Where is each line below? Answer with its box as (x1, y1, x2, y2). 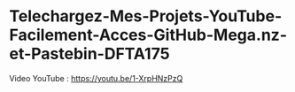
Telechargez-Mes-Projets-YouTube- (9, 6, 283, 27)
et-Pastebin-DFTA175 (9, 44, 170, 64)
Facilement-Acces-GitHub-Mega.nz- (9, 25, 288, 45)
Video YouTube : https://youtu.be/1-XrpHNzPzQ (9, 73, 183, 83)
